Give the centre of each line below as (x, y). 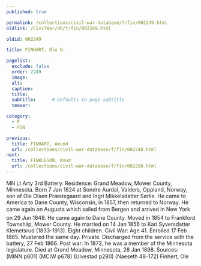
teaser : (21, 106)
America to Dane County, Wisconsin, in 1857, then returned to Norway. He (97, 202)
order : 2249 (27, 72)
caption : (22, 89)
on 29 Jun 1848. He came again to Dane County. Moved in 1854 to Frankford (101, 217)
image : (20, 77)
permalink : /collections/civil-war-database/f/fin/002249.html (87, 23)
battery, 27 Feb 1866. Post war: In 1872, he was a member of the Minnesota (99, 243)
